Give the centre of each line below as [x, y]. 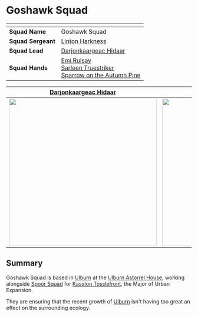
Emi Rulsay [76, 60]
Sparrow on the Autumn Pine [101, 75]
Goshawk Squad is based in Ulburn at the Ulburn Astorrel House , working [95, 277]
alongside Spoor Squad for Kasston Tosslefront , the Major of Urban [88, 283]
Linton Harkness [84, 41]
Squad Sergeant [32, 41]
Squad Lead [26, 51]
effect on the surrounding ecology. [48, 308]
